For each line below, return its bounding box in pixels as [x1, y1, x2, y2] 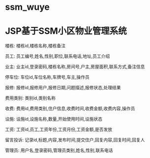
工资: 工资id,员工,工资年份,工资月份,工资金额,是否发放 [5, 126, 113, 132]
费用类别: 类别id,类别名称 [5, 95, 56, 101]
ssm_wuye [5, 1, 50, 13]
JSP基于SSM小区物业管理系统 [5, 26, 127, 37]
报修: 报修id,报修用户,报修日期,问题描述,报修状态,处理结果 [5, 85, 121, 91]
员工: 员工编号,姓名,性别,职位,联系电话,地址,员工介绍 [5, 53, 110, 59]
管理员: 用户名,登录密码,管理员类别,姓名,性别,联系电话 [5, 147, 113, 154]
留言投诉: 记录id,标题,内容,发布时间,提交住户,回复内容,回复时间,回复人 [5, 137, 145, 143]
